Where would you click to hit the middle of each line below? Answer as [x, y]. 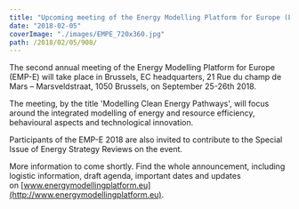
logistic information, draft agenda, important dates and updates [125, 176]
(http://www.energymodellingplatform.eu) [85, 195]
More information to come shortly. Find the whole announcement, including [147, 166]
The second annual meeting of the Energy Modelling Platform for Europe [142, 68]
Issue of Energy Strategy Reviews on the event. [96, 149]
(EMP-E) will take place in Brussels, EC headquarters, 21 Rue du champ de [145, 77]
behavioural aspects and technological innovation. [101, 123]
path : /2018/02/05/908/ [53, 42]
